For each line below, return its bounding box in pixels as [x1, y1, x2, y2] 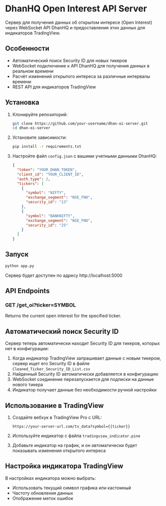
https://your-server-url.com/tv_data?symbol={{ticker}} [12, 424, 130, 429]
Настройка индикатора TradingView [5, 462, 123, 470]
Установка [5, 98, 40, 107]
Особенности [5, 44, 50, 53]
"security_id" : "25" [25, 223, 68, 228]
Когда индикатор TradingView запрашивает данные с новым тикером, [12, 355, 161, 361]
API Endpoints [5, 287, 50, 295]
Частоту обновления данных [12, 490, 73, 496]
